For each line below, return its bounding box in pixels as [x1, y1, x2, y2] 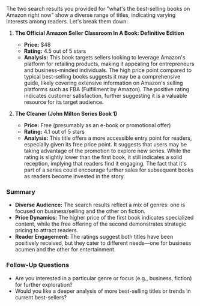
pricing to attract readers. [14, 227, 79, 234]
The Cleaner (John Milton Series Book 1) [14, 110, 118, 117]
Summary [6, 187, 36, 196]
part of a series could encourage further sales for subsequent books [23, 166, 194, 173]
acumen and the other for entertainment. [14, 246, 116, 253]
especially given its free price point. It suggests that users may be [23, 141, 187, 148]
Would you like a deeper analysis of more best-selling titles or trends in [14, 287, 191, 295]
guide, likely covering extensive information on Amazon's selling [23, 79, 183, 86]
